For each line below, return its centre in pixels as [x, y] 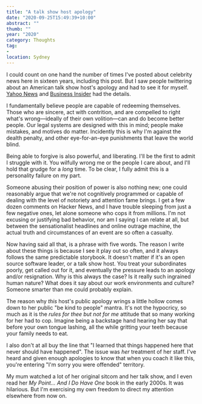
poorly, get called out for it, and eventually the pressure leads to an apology [101, 270]
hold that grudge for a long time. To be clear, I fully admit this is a [87, 169]
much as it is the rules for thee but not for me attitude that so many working [101, 314]
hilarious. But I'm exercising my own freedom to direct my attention [90, 389]
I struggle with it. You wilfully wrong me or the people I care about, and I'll [98, 162]
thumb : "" [19, 29]
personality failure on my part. [44, 175]
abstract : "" [23, 23]
